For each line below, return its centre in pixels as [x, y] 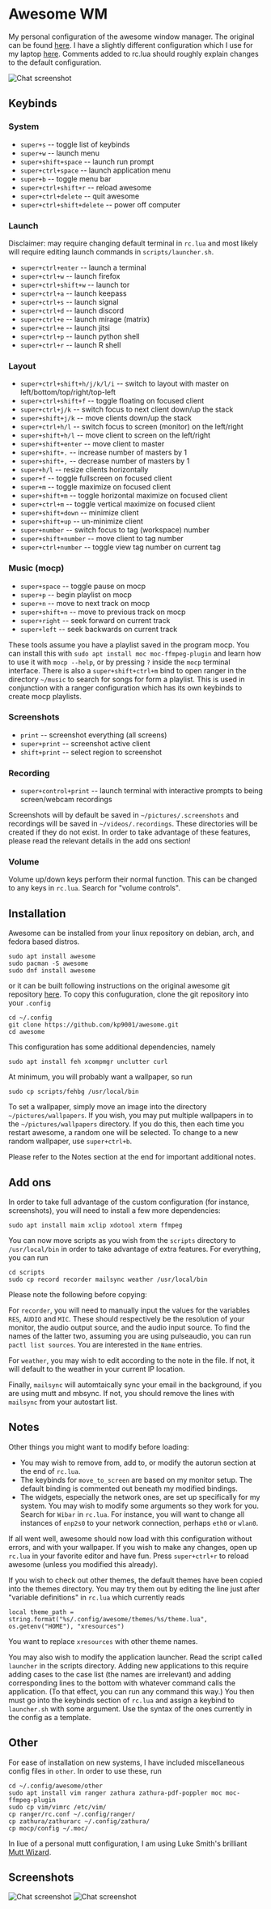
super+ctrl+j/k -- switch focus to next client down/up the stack [127, 409]
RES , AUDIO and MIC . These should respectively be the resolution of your [127, 1319]
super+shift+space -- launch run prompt [87, 161]
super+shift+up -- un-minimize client [82, 521]
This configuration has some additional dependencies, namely [112, 1047]
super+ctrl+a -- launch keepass [73, 293]
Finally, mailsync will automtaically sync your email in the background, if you [135, 1385]
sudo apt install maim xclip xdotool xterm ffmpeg [95, 1226]
